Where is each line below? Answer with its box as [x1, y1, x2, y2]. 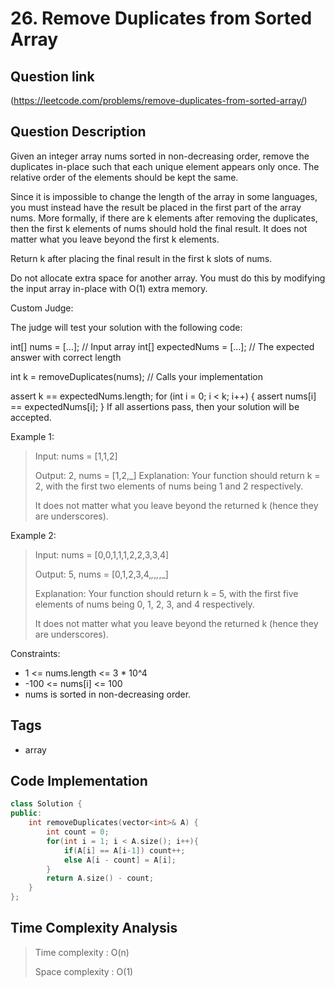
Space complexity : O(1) [34, 965, 134, 977]
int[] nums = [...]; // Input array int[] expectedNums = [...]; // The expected [10, 340, 315, 352]
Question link [10, 68, 95, 85]
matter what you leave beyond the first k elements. [10, 233, 220, 245]
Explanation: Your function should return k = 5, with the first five [34, 587, 299, 599]
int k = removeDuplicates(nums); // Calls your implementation [10, 370, 263, 382]
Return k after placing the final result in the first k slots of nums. [10, 252, 273, 264]
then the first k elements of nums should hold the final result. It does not [10, 222, 308, 234]
